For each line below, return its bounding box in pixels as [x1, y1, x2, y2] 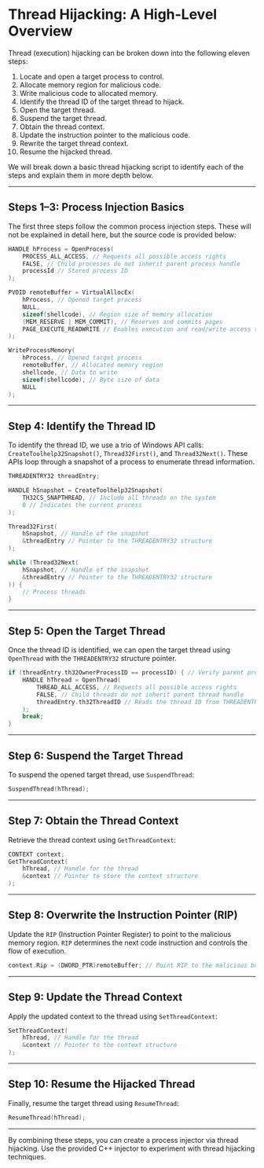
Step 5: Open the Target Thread [8, 624, 166, 637]
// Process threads [22, 588, 86, 596]
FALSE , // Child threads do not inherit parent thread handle [36, 690, 244, 699]
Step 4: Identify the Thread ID [8, 419, 156, 433]
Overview [8, 22, 73, 40]
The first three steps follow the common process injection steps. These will [8, 222, 251, 231]
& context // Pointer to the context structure [22, 1041, 178, 1049]
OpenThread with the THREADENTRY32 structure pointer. [8, 654, 177, 663]
